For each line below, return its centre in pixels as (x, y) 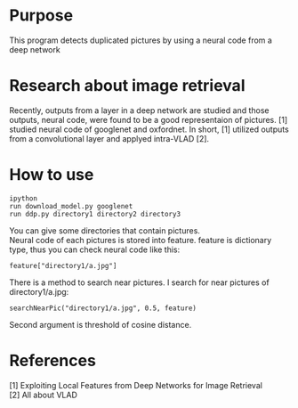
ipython (24, 198)
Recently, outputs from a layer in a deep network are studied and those (139, 110)
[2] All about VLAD (44, 395)
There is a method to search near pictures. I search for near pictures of (139, 282)
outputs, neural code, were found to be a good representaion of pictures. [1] (149, 119)
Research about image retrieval (127, 86)
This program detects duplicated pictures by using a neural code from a (141, 40)
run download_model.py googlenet (71, 206)
